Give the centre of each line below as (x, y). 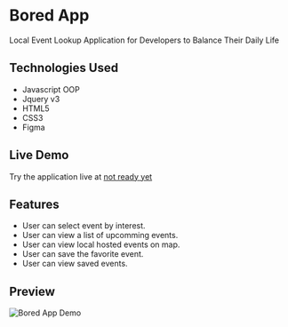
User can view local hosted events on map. (101, 244)
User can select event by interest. (84, 226)
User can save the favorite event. (83, 254)
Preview (32, 291)
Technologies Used (64, 68)
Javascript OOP (51, 89)
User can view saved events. (75, 264)
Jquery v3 (41, 99)
